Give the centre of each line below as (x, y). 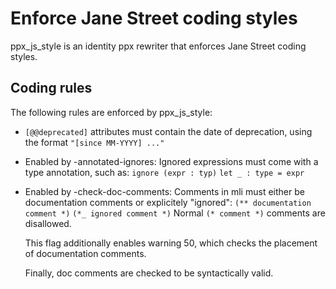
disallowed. (48, 223)
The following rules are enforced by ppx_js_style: (111, 112)
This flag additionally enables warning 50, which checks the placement (171, 243)
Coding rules (51, 88)
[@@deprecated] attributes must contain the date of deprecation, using (168, 131)
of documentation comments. (85, 253)
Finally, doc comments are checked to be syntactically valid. (149, 273)
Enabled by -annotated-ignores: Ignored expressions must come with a (171, 161)
